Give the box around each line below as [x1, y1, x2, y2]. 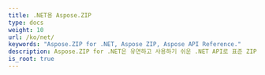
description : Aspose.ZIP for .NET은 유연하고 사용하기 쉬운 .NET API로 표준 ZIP [8, 48, 257, 55]
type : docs [8, 19, 44, 27]
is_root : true [8, 55, 55, 63]
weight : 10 [8, 26, 44, 34]
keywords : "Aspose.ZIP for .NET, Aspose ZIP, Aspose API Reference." [8, 41, 242, 48]
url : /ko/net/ [8, 33, 55, 41]
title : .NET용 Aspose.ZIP [8, 11, 92, 20]
